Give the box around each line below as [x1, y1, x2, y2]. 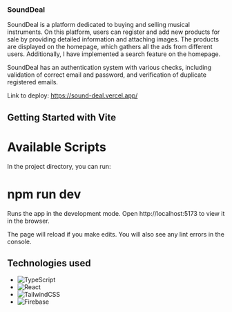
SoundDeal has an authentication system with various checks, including [7, 64, 212, 72]
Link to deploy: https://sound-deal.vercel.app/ [7, 91, 138, 100]
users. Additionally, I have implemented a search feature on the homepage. [7, 50, 221, 58]
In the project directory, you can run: [7, 162, 111, 170]
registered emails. [7, 78, 59, 86]
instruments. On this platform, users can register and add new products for [7, 28, 220, 36]
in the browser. [7, 217, 50, 225]
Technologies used [7, 257, 91, 269]
